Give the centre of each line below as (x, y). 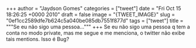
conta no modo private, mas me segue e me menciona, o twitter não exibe (96, 33)
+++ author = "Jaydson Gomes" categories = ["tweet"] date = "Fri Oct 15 (94, 8)
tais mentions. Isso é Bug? (38, 39)
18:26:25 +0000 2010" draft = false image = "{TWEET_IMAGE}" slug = (91, 14)
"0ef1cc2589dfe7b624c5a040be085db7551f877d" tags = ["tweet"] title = (95, 21)
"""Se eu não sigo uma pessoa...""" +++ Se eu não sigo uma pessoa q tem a (98, 27)
